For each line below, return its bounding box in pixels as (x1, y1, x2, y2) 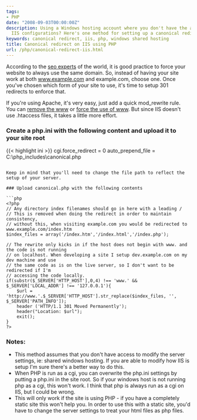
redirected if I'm (6, 268, 51, 274)
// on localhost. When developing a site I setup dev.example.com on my (6, 252, 188, 258)
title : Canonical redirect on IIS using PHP (6, 42, 117, 48)
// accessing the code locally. (6, 273, 85, 279)
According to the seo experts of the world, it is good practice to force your (6, 63, 186, 70)
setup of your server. (6, 175, 62, 181)
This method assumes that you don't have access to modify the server (14, 351, 185, 358)
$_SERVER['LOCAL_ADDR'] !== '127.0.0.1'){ (6, 283, 111, 289)
